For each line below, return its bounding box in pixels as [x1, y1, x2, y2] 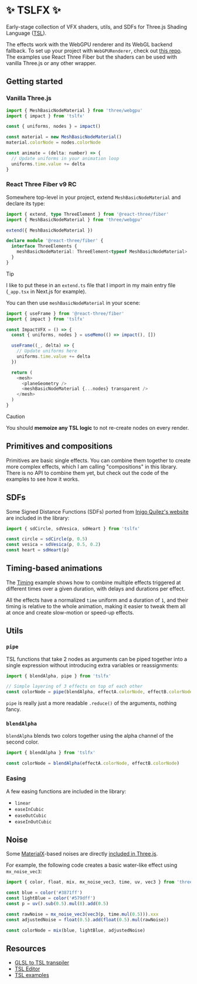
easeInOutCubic [14, 819, 52, 824]
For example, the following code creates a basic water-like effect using [6, 861, 178, 868]
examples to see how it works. [6, 476, 80, 483]
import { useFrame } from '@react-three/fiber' [6, 310, 125, 317]
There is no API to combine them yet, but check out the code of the [6, 469, 169, 476]
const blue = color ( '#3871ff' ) [6, 890, 83, 896]
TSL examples [14, 972, 49, 979]
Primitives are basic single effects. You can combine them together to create [6, 457, 191, 464]
